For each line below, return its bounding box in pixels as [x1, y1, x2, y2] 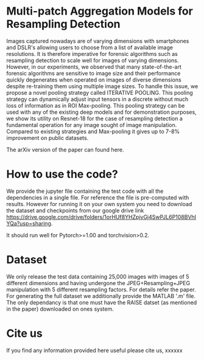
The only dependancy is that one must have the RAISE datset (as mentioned [6, 299, 197, 306]
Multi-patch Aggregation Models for [6, 4, 193, 18]
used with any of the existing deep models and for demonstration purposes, [6, 108, 197, 116]
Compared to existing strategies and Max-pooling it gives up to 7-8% [6, 128, 180, 135]
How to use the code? [6, 167, 119, 181]
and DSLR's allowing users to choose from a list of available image [6, 44, 174, 51]
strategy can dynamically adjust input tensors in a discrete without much [6, 95, 189, 103]
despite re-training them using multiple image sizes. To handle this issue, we [6, 82, 199, 89]
